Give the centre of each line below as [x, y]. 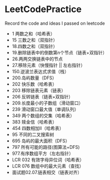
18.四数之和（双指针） [35, 46]
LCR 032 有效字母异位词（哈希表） [48, 159]
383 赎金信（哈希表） [34, 122]
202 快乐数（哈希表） [34, 84]
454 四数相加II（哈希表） [38, 128]
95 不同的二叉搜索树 [33, 134]
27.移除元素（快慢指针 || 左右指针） [48, 65]
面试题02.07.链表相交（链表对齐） [47, 172]
